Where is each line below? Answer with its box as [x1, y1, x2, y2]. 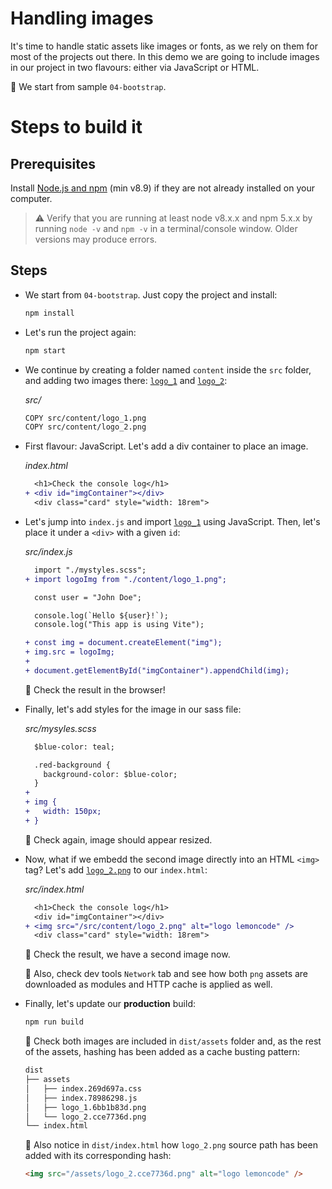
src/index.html [24, 883, 85, 895]
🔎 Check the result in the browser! [24, 683, 166, 696]
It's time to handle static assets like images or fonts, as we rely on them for [10, 40, 318, 52]
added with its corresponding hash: [24, 1150, 172, 1162]
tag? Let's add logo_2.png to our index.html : [24, 863, 208, 876]
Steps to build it [10, 116, 143, 139]
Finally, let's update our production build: [24, 998, 196, 1010]
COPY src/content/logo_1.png [24, 413, 147, 423]
